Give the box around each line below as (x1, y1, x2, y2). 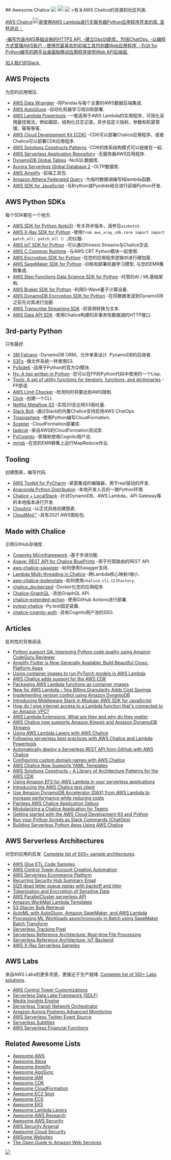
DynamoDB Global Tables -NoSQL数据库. (12, 157, 99, 163)
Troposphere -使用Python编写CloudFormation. (12, 415, 111, 421)
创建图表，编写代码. (5, 469, 47, 475)
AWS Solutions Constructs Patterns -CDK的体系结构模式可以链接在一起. (12, 144, 163, 150)
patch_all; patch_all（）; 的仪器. (12, 235, 83, 241)
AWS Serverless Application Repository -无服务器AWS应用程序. (12, 150, 146, 157)
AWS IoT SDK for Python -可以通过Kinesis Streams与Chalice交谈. (12, 241, 150, 248)
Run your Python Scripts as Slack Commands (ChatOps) (12, 816, 131, 822)
